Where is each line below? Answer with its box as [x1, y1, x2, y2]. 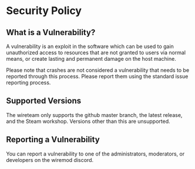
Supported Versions [6, 96, 81, 106]
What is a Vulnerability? [6, 27, 96, 37]
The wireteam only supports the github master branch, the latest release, [6, 111, 183, 118]
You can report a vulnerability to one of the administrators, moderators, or [6, 150, 185, 157]
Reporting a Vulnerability [6, 134, 100, 144]
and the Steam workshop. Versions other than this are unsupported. [6, 118, 170, 125]
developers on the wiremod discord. [6, 156, 94, 163]
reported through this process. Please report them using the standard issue [6, 73, 189, 80]
